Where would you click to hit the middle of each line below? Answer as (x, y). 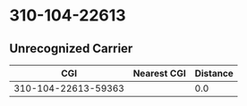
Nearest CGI (159, 73)
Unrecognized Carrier (71, 49)
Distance (214, 73)
